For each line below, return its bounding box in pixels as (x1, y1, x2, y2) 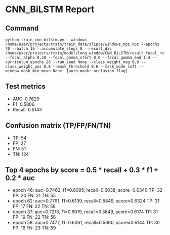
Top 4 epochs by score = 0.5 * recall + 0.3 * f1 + (5, 166, 158, 174)
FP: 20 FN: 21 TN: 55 (12, 192, 56, 199)
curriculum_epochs (5, 60, 44, 65)
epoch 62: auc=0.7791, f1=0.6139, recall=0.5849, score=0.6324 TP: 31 (12, 198, 160, 204)
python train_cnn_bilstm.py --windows (5, 37, 87, 42)
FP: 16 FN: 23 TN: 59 (12, 225, 56, 231)
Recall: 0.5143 (12, 106, 42, 112)
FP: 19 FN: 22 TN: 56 (12, 214, 56, 220)
